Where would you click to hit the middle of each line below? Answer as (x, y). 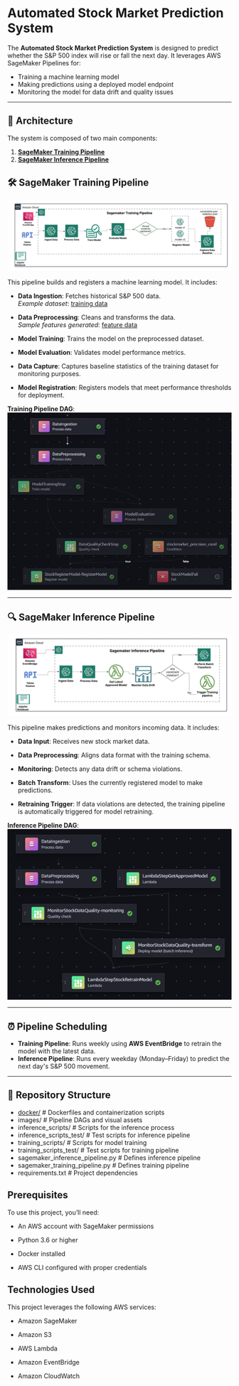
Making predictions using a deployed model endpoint (96, 84)
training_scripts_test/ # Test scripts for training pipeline (98, 1150)
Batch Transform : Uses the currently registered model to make (110, 783)
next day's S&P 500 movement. (64, 1066)
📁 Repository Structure (59, 1096)
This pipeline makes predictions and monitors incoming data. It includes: (113, 727)
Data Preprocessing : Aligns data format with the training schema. (114, 755)
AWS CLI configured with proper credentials (82, 1267)
